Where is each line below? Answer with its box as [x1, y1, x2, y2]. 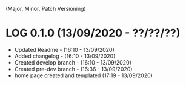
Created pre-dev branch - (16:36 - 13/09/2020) [14, 65, 133, 72]
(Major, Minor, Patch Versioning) [5, 5, 86, 12]
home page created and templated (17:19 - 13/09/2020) [14, 72, 153, 79]
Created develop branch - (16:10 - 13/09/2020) [14, 58, 131, 66]
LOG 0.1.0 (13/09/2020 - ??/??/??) [5, 27, 181, 40]
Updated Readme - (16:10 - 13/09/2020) [14, 46, 115, 53]
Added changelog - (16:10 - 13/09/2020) [14, 52, 116, 60]
